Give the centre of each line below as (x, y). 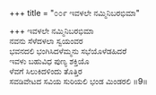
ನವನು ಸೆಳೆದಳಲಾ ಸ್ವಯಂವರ (46, 41)
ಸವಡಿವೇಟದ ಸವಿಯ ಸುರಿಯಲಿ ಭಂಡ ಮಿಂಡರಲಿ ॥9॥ (78, 81)
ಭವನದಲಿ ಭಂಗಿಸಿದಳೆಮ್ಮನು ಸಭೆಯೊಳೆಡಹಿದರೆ (68, 51)
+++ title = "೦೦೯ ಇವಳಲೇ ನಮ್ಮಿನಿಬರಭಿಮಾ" (75, 13)
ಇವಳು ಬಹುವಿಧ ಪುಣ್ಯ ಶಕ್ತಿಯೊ (49, 61)
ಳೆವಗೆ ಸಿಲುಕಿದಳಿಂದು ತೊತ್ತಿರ (46, 71)
